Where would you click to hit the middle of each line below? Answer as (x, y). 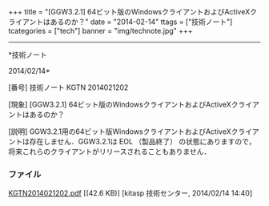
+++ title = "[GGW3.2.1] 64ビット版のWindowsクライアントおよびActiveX (129, 12)
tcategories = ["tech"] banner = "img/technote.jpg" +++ (101, 31)
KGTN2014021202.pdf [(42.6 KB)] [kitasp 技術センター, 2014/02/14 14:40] (130, 193)
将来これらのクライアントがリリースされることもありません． (110, 151)
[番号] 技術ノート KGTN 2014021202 (68, 87)
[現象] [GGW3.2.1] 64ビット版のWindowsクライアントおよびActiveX (120, 104)
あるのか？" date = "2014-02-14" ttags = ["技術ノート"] (141, 22)
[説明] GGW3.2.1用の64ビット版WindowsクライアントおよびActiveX (120, 131)
